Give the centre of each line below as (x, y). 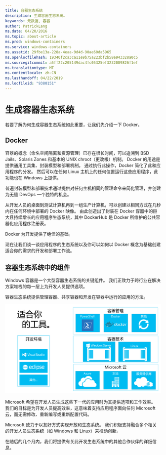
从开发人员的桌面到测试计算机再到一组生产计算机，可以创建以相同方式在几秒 (83, 205)
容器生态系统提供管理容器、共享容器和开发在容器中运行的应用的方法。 (77, 297)
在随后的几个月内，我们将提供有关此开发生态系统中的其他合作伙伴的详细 (79, 441)
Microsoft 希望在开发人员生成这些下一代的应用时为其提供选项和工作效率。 (80, 402)
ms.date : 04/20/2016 (26, 31)
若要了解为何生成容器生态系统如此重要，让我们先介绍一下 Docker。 (74, 124)
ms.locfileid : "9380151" (31, 83)
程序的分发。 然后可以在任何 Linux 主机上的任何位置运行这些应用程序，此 (84, 171)
